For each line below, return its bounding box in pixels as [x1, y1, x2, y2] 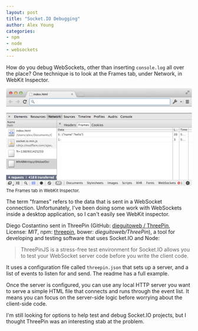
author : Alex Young [6, 22, 54, 28]
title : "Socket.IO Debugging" [6, 15, 81, 22]
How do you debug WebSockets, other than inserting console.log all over [6, 64, 184, 71]
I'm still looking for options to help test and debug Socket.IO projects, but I [6, 312, 187, 319]
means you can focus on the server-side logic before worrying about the [6, 294, 183, 301]
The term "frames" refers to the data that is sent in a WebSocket [6, 198, 163, 205]
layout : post [6, 9, 38, 15]
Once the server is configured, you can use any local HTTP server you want [6, 281, 190, 289]
